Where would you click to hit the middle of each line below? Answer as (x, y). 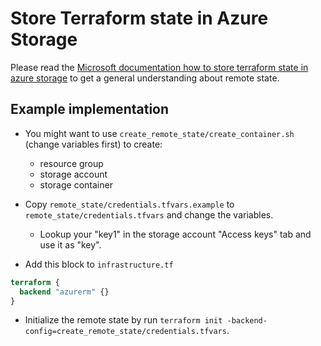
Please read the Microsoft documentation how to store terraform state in (159, 67)
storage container (76, 184)
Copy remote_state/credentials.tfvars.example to (129, 204)
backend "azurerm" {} (64, 292)
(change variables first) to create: (93, 144)
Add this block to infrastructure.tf (99, 264)
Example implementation (90, 109)
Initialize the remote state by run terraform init (123, 320)
